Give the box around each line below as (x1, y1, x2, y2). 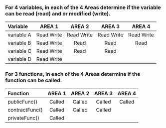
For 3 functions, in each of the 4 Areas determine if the (5, 71, 141, 78)
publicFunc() (7, 98, 38, 105)
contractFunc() (7, 106, 43, 113)
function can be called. (5, 77, 62, 84)
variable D (7, 56, 31, 63)
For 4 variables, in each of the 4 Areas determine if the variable (5, 4, 161, 11)
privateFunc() (7, 114, 40, 121)
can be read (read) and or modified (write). (5, 10, 111, 17)
